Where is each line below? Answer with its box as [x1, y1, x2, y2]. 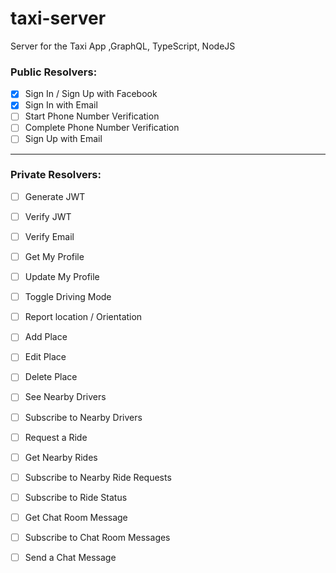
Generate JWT [24, 190, 86, 202]
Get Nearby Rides [24, 451, 98, 463]
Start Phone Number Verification [24, 110, 160, 122]
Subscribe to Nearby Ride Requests [24, 471, 172, 483]
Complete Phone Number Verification [24, 122, 180, 134]
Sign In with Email [24, 99, 98, 111]
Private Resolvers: [10, 168, 102, 182]
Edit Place [24, 351, 67, 363]
